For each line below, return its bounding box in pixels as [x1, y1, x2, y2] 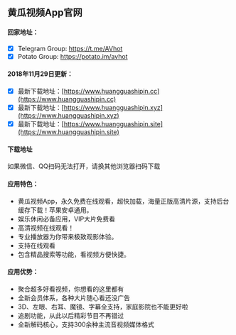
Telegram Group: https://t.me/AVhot [17, 44, 123, 53]
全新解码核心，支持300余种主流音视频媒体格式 [17, 320, 155, 329]
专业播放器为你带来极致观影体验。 [17, 232, 118, 241]
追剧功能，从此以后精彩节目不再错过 [17, 311, 124, 319]
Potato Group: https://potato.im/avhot [17, 52, 128, 60]
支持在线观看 [17, 241, 55, 250]
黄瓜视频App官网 [7, 6, 83, 19]
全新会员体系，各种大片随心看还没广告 [17, 293, 130, 302]
